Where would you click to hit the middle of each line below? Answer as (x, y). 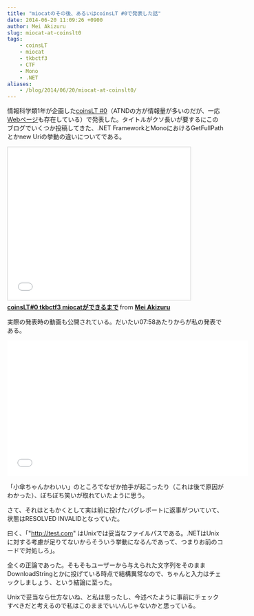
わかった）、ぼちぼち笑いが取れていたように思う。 (78, 495)
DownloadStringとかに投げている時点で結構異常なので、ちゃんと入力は (108, 574)
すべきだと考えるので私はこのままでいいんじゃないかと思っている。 (103, 606)
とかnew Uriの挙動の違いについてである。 (66, 137)
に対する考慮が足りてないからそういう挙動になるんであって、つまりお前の (112, 542)
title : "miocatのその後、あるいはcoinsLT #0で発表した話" (84, 13)
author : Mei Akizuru (37, 26)
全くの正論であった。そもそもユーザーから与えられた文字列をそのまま (107, 565)
